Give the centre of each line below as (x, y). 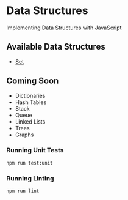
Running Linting (30, 178)
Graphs (24, 135)
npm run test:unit (30, 163)
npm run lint (23, 191)
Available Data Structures (56, 47)
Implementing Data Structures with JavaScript (64, 28)
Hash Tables (31, 102)
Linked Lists (30, 121)
